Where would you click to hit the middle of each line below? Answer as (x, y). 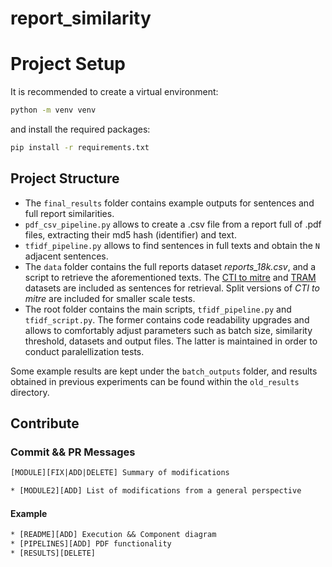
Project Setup (68, 64)
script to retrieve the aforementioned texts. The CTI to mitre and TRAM (170, 277)
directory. (30, 392)
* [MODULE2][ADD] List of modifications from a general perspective (156, 491)
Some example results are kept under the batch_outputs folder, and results (164, 371)
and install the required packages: (80, 129)
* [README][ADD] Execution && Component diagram (113, 535)
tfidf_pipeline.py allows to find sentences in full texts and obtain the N (172, 245)
